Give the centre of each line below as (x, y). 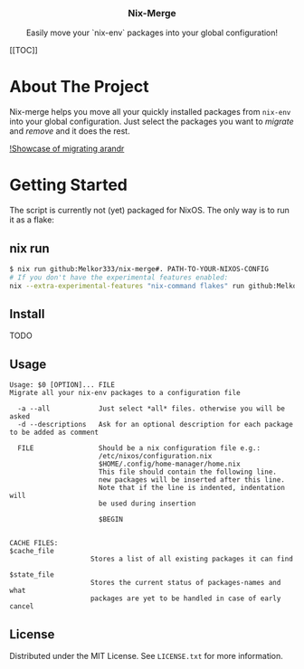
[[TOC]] (24, 51)
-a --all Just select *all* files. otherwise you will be (151, 409)
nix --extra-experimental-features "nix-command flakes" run (127, 286)
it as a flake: (32, 220)
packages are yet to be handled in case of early (185, 598)
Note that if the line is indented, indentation (191, 488)
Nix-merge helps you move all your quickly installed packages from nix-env (150, 112)
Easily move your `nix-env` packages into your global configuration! (152, 33)
